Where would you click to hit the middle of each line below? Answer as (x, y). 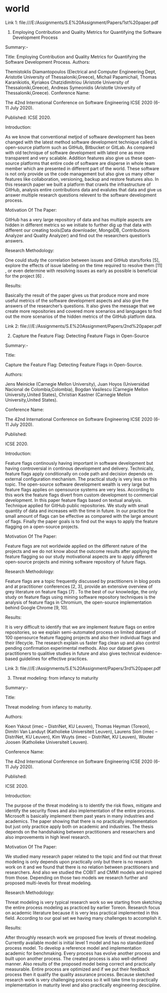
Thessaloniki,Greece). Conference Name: (48, 93)
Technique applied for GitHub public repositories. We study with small (77, 505)
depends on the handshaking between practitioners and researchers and (80, 832)
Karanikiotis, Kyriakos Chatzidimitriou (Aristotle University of (67, 82)
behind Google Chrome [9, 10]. (37, 607)
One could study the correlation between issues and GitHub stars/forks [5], (83, 260)
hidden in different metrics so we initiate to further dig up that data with (78, 225)
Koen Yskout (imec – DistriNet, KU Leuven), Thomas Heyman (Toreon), (78, 726)
